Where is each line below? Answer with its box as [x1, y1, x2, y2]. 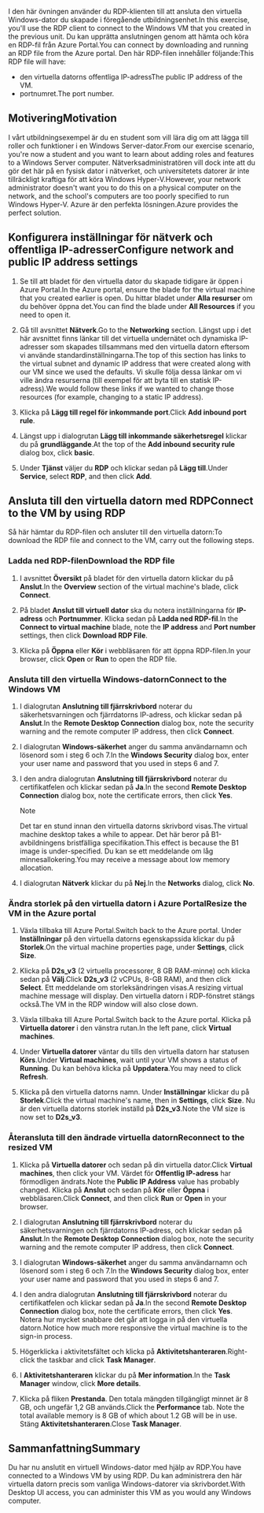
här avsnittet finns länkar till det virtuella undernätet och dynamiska [19, 333, 238, 343]
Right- [227, 1347, 247, 1356]
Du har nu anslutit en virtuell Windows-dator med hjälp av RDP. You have [8, 1463, 242, 1472]
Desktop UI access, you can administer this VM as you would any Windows [8, 1488, 251, 1497]
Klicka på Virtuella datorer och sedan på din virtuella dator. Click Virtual [19, 1160, 253, 1169]
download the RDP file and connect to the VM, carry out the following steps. [8, 536, 255, 545]
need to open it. [19, 310, 71, 319]
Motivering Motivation [8, 112, 117, 125]
